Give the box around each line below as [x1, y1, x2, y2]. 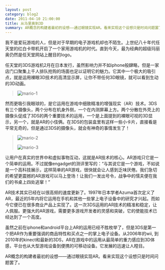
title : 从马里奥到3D [5, 21, 43, 26]
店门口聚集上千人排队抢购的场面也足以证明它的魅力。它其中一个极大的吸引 [5, 68, 156, 74]
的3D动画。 [5, 81, 28, 86]
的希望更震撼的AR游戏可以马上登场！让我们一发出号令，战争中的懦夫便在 [5, 173, 153, 179]
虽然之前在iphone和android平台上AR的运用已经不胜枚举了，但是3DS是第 [5, 224, 152, 231]
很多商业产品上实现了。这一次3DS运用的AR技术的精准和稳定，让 [26, 202, 157, 208]
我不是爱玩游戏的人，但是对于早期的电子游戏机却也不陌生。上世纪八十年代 [5, 40, 156, 46]
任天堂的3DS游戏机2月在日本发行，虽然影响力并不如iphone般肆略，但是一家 [5, 62, 160, 68]
